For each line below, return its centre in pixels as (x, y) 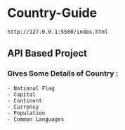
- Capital (22, 94)
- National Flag (31, 88)
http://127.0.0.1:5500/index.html (58, 32)
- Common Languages (36, 119)
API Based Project (47, 53)
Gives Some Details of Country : (63, 73)
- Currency (23, 107)
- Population (26, 113)
